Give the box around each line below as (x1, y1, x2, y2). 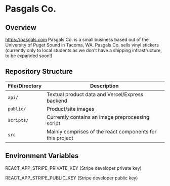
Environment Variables (5, 152, 79, 160)
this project (46, 134, 73, 142)
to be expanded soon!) (5, 53, 53, 59)
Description (90, 82, 119, 89)
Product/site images (46, 105, 95, 112)
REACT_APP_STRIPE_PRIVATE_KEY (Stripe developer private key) (5, 165, 142, 171)
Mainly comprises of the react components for (46, 128, 157, 135)
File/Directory (8, 82, 42, 89)
